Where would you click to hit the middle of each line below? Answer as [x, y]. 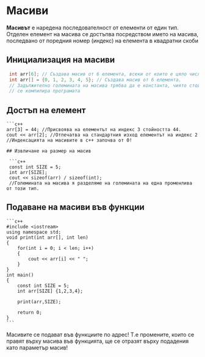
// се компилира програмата [45, 91]
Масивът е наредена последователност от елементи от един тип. [92, 28]
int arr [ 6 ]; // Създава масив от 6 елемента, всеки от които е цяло [98, 74]
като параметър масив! [37, 347]
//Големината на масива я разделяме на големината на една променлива [100, 183]
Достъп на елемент [46, 110]
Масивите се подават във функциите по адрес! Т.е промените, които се [100, 334]
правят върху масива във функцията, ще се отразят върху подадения [98, 341]
